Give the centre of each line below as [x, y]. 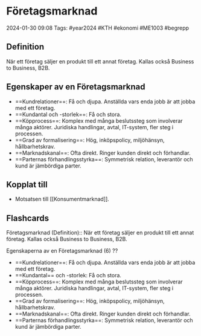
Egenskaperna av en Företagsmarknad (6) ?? [62, 251]
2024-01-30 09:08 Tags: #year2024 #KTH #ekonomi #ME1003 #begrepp [97, 28]
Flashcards [28, 218]
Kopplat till [27, 185]
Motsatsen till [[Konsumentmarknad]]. [62, 199]
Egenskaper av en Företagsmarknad [76, 87]
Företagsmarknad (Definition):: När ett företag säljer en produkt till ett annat [100, 233]
